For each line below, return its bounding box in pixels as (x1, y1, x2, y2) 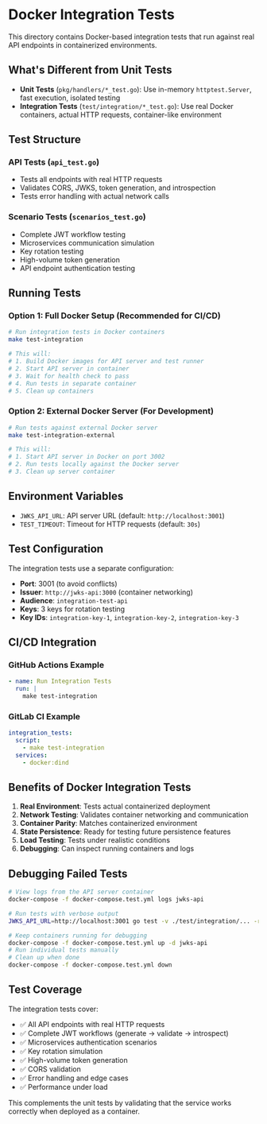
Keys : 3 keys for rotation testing (19, 604, 126, 614)
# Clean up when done (8, 954, 80, 962)
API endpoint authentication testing (19, 263, 136, 273)
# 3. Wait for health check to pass (8, 372, 130, 380)
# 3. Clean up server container (8, 467, 115, 476)
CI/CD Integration (8, 635, 97, 649)
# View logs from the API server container (8, 888, 155, 896)
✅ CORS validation (19, 1064, 81, 1074)
